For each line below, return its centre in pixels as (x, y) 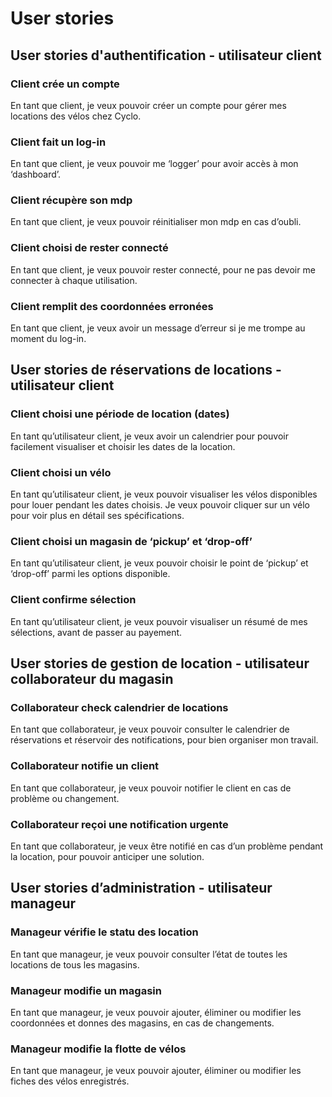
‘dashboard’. (36, 174)
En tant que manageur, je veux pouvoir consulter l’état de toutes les (149, 954)
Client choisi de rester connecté (89, 248)
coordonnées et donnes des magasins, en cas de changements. (142, 1023)
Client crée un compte (65, 84)
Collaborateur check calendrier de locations (119, 707)
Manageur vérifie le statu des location (104, 932)
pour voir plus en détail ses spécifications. (97, 516)
